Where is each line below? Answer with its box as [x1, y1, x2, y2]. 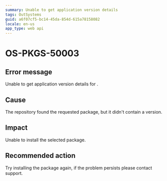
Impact [5, 124, 28, 132]
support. [5, 170, 23, 176]
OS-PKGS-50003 [5, 48, 79, 59]
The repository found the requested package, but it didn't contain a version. [5, 109, 162, 115]
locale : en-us [5, 21, 35, 27]
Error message [5, 67, 53, 76]
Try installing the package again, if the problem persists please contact [5, 164, 152, 171]
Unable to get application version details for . [5, 81, 99, 87]
